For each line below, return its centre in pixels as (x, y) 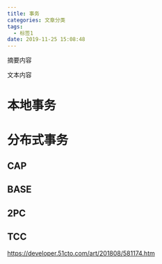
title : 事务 (23, 14)
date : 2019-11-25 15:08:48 (46, 40)
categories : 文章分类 (37, 20)
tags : (15, 26)
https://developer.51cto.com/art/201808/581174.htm (81, 254)
